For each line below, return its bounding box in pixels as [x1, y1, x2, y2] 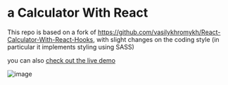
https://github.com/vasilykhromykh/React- [97, 28, 221, 36]
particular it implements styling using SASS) [7, 42, 135, 51]
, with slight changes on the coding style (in [92, 35, 220, 43]
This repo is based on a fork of [7, 28, 96, 36]
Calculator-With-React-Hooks [7, 35, 94, 43]
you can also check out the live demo [7, 56, 116, 64]
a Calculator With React [7, 5, 148, 21]
